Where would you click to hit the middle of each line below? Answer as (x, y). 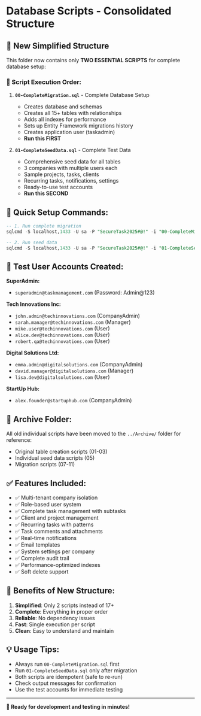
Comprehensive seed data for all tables (72, 162)
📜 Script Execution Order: (44, 82)
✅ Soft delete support (42, 572)
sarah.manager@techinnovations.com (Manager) (73, 322)
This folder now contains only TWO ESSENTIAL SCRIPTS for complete (93, 60)
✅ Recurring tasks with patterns (54, 524)
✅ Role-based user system (48, 505)
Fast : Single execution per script (55, 624)
